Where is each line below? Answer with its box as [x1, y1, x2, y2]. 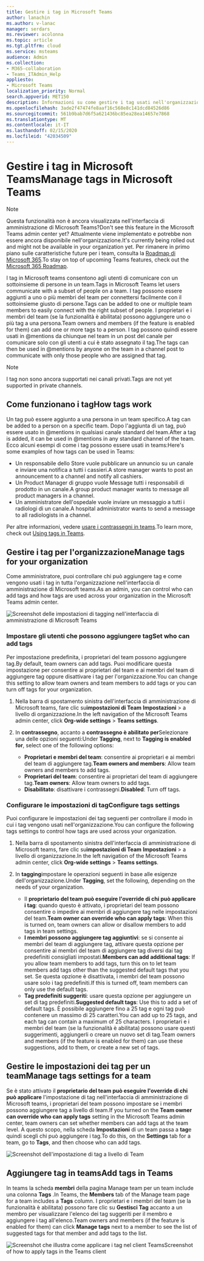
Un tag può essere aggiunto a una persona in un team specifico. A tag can [6, 415, 191, 423]
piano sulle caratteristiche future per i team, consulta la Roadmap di [6, 249, 176, 257]
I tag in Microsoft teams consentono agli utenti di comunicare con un [6, 274, 178, 282]
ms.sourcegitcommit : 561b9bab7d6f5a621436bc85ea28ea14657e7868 [6, 111, 170, 117]
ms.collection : [6, 60, 45, 66]
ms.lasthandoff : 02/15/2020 [6, 128, 78, 134]
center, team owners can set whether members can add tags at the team [6, 1119, 189, 1127]
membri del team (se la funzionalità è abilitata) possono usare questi [24, 1024, 195, 1032]
